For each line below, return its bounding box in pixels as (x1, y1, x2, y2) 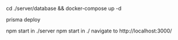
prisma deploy (6, 16, 41, 23)
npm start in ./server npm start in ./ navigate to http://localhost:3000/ (6, 27, 172, 34)
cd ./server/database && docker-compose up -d (6, 5, 121, 12)
